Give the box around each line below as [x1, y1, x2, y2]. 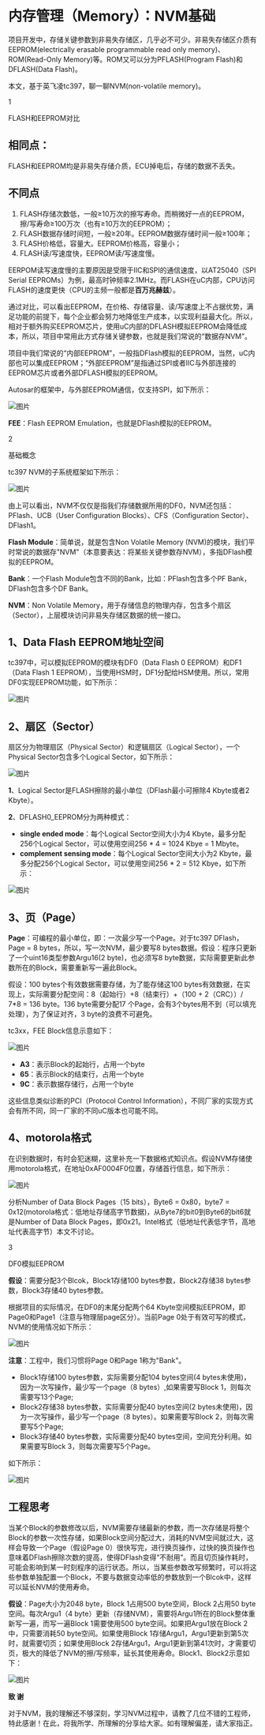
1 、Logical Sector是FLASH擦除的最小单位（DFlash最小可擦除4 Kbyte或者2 [8, 786, 250, 795]
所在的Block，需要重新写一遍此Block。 [14, 963, 142, 972]
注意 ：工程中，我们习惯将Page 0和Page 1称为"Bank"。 [8, 1355, 186, 1365]
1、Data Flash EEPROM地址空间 [8, 635, 164, 648]
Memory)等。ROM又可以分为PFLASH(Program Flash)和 [62, 54, 243, 64]
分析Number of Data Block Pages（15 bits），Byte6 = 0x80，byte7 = [8, 1197, 230, 1207]
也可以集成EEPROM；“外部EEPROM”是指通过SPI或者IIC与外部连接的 [14, 358, 237, 367]
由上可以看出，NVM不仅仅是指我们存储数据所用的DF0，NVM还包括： [8, 501, 234, 510]
